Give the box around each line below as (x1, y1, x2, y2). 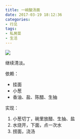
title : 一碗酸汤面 (5, 7, 41, 13)
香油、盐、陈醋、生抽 (12, 94, 57, 100)
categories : (5, 17, 30, 22)
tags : (5, 26, 17, 31)
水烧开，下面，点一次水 (12, 122, 62, 128)
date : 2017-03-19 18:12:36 (5, 12, 62, 17)
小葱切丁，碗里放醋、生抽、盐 (12, 115, 75, 122)
